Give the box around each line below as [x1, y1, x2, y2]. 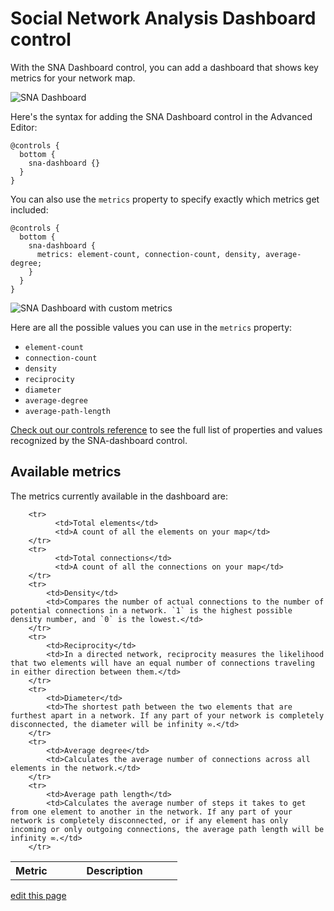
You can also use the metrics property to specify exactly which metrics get [10, 193, 320, 205]
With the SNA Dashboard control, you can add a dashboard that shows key [10, 61, 319, 73]
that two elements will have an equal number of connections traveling [10, 658, 315, 668]
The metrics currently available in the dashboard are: [10, 490, 228, 502]
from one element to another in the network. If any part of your [10, 807, 293, 817]
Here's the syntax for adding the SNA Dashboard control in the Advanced [10, 110, 313, 122]
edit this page [10, 889, 67, 901]
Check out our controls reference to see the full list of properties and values [10, 423, 323, 436]
